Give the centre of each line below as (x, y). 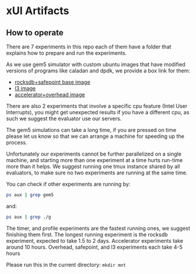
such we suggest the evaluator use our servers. (64, 118)
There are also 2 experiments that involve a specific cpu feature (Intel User (97, 106)
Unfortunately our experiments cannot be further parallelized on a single (94, 154)
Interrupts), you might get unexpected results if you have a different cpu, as (98, 112)
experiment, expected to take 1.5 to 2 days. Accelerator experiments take (95, 240)
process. (17, 142)
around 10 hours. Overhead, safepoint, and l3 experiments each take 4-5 (94, 247)
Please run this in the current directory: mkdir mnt (66, 265)
